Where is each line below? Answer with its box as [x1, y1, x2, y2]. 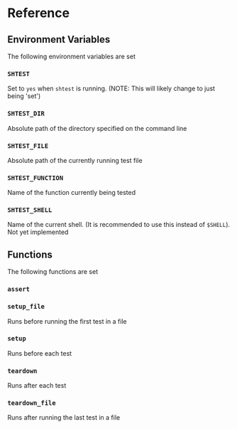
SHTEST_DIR [7, 110, 45, 118]
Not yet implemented [7, 228, 69, 236]
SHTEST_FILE [7, 142, 49, 150]
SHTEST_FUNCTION [7, 174, 64, 182]
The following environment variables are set [7, 52, 136, 60]
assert [7, 285, 31, 293]
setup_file [7, 302, 45, 311]
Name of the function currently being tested [7, 189, 136, 197]
